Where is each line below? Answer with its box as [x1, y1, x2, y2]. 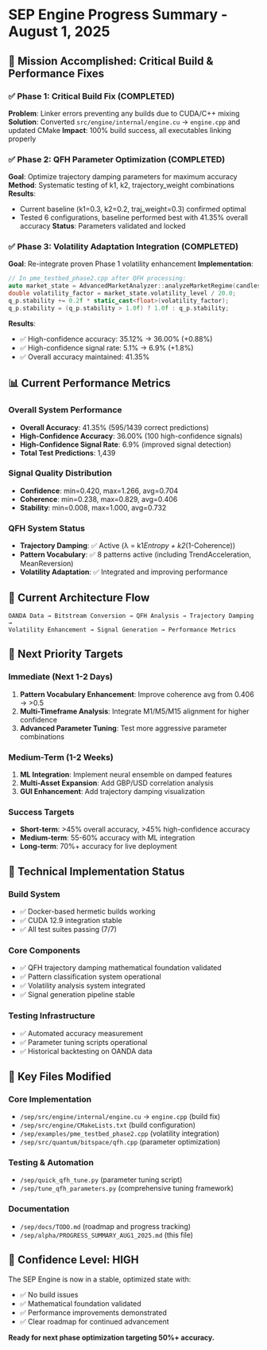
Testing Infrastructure [8, 1010, 95, 1021]
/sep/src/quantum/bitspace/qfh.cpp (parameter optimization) [19, 1137, 221, 1147]
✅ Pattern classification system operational [19, 972, 161, 981]
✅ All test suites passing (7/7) [19, 924, 118, 933]
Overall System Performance [8, 405, 122, 416]
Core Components [8, 945, 81, 956]
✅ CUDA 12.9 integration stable [19, 915, 122, 925]
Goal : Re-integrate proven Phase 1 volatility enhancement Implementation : [8, 259, 253, 268]
